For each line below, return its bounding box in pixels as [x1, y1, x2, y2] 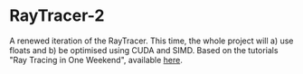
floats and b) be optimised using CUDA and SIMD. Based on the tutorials [9, 44, 279, 55]
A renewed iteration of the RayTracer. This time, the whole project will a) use [9, 35, 294, 46]
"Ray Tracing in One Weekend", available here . [9, 54, 183, 65]
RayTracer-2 [9, 5, 105, 26]
